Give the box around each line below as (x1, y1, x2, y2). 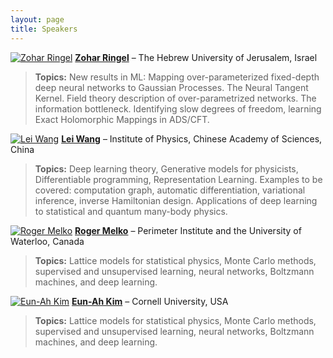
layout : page (10, 14, 65, 25)
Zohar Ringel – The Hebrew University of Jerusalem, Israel (74, 51, 318, 63)
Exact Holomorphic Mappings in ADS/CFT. (34, 113, 210, 125)
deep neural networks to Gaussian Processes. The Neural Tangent (34, 81, 309, 93)
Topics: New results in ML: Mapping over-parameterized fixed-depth (34, 71, 320, 83)
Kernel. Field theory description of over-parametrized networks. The (34, 92, 317, 104)
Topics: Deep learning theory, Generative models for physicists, (34, 162, 299, 175)
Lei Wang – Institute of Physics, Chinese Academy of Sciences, (61, 132, 323, 145)
